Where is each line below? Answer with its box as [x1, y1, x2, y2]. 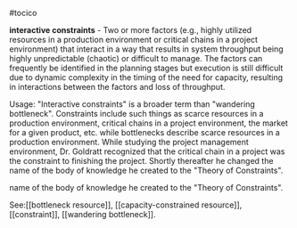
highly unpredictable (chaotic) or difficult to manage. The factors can [9, 53, 263, 63]
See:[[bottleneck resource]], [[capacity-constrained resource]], [9, 199, 243, 210]
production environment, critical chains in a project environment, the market [9, 118, 288, 128]
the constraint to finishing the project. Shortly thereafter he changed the [9, 156, 274, 166]
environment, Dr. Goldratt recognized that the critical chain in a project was [9, 146, 285, 157]
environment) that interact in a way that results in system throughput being [9, 44, 284, 54]
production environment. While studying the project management [9, 137, 250, 147]
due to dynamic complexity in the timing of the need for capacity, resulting [9, 72, 284, 83]
